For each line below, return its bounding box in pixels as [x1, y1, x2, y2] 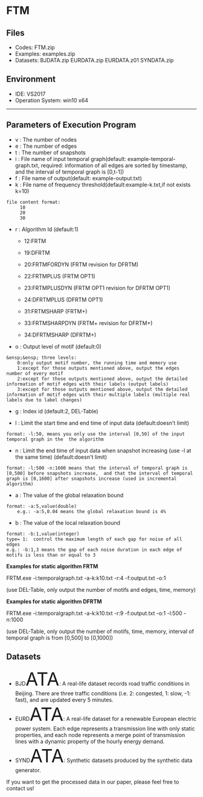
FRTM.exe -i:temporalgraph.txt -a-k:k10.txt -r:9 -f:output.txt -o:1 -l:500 [6, 609, 182, 617]
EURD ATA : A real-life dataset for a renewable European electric [14, 703, 197, 726]
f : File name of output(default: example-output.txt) [14, 174, 142, 182]
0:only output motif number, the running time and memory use [17, 359, 177, 366]
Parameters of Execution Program [6, 120, 137, 130]
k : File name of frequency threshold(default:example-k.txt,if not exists [14, 181, 191, 188]
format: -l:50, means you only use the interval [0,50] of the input [6, 431, 185, 437]
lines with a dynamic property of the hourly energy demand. [14, 738, 165, 745]
